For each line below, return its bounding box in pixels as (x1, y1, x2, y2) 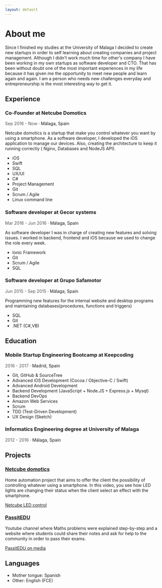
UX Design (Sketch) (12, 414, 52, 419)
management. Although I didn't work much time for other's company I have (5, 55, 156, 61)
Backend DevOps (12, 393, 47, 399)
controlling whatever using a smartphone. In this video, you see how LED (5, 482, 151, 488)
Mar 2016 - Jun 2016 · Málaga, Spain (5, 220, 79, 226)
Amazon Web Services (12, 398, 58, 404)
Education (5, 337, 37, 345)
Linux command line (12, 196, 53, 203)
